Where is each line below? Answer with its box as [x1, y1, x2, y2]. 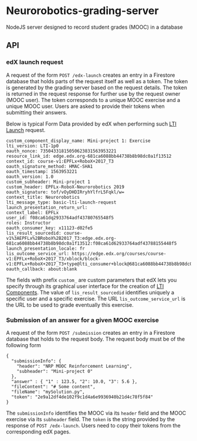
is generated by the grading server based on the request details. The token [6, 84, 188, 91]
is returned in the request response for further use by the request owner [6, 90, 181, 97]
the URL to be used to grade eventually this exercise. [6, 301, 134, 308]
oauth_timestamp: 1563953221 [6, 168, 77, 174]
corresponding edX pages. [6, 428, 71, 435]
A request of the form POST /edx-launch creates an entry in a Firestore [6, 72, 175, 79]
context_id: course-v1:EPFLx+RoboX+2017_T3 [6, 158, 114, 164]
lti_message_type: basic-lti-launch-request [6, 199, 117, 205]
